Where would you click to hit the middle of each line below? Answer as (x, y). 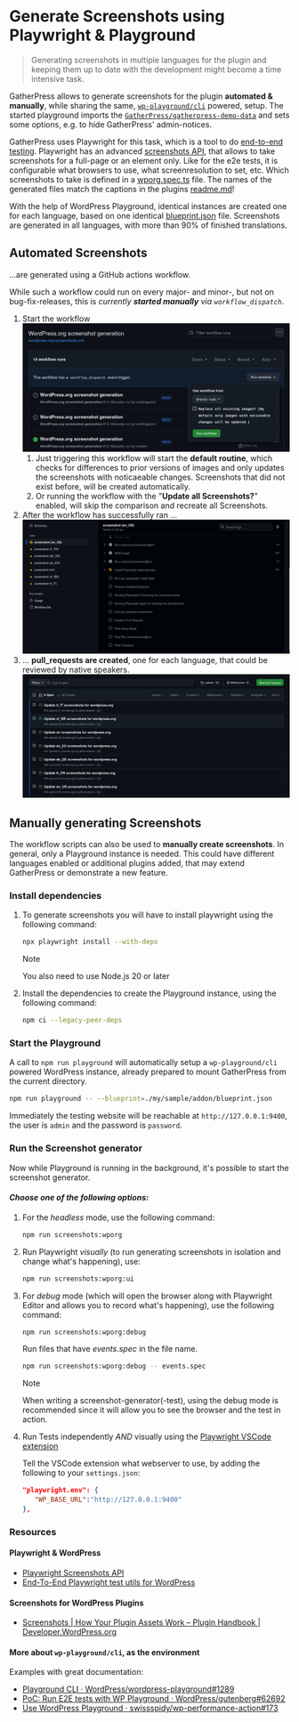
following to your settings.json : (81, 1473)
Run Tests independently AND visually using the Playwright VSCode (146, 1437)
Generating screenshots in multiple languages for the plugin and (149, 60)
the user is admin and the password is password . (96, 1125)
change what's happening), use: (81, 1261)
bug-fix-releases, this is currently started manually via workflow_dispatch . (147, 301)
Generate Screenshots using (117, 16)
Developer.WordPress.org (69, 1632)
